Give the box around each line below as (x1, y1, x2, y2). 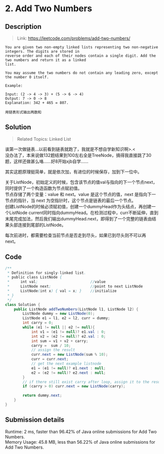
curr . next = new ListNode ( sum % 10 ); (31, 352, 108, 357)
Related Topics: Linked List (17, 136, 71, 142)
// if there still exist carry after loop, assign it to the (22, 379, 150, 384)
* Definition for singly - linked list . (7, 270, 86, 275)
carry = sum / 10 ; (31, 343, 71, 348)
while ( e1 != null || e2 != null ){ (22, 325, 95, 330)
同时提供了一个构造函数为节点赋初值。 (5, 185, 82, 191)
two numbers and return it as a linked (5, 58, 86, 63)
